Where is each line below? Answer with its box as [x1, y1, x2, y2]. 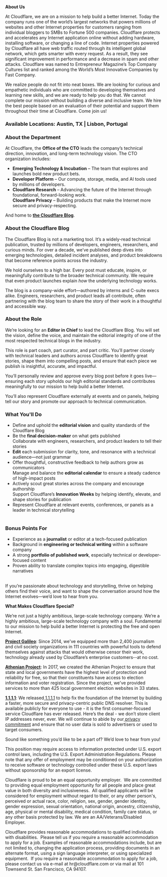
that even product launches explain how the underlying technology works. [5, 278, 158, 284]
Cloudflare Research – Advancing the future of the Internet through [12, 187, 152, 193]
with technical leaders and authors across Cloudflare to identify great [5, 352, 148, 358]
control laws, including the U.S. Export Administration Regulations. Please [5, 751, 156, 757]
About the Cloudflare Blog [5, 225, 70, 232]
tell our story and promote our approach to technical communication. [5, 398, 147, 404]
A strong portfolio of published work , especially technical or [12, 552, 138, 558]
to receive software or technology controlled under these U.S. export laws [5, 762, 157, 768]
